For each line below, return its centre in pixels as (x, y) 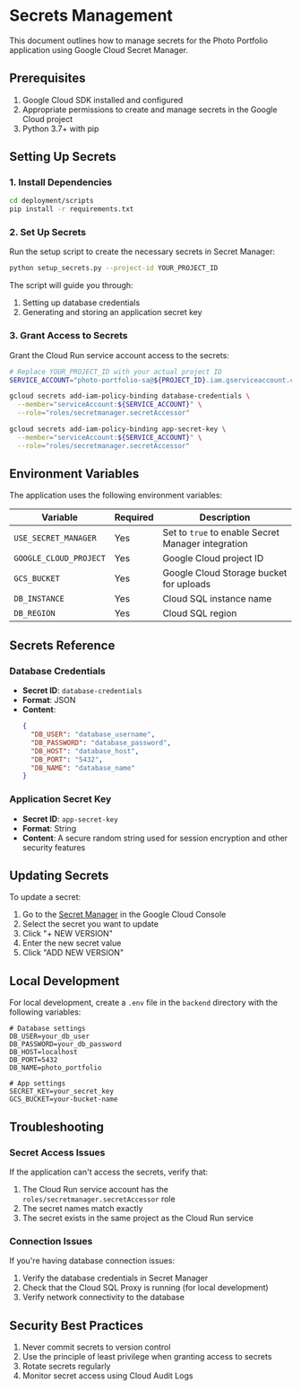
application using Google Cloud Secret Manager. (99, 49)
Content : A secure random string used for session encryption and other (155, 838)
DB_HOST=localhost (43, 1052)
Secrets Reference (62, 645)
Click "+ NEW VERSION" (68, 934)
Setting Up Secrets (63, 157)
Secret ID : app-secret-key (70, 819)
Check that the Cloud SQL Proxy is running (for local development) (145, 1288)
